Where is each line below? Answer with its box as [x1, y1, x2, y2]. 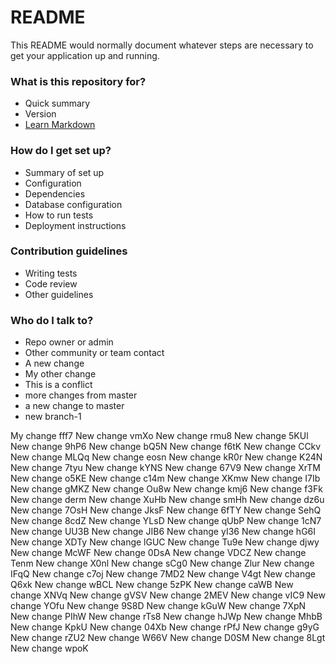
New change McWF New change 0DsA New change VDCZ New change [10, 547, 307, 559]
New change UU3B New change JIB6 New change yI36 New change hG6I [10, 526, 317, 538]
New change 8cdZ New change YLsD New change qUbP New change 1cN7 [10, 515, 322, 527]
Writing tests [24, 267, 78, 279]
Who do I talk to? [10, 313, 94, 327]
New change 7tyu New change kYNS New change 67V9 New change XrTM [10, 462, 321, 474]
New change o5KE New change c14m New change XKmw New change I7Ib [10, 472, 321, 485]
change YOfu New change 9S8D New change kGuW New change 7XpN [10, 600, 307, 612]
